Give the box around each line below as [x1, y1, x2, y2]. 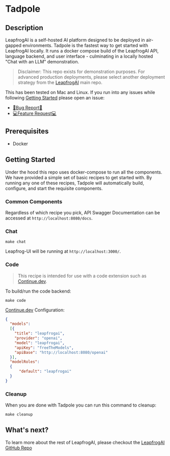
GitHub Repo [5, 445, 32, 451]
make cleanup [5, 412, 33, 417]
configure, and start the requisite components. [5, 185, 103, 191]
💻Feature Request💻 [12, 110, 57, 116]
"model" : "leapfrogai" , [14, 340, 65, 345]
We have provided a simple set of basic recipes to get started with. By [5, 174, 152, 180]
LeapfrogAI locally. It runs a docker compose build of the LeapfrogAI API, [5, 48, 159, 54]
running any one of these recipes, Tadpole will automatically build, [5, 180, 144, 186]
